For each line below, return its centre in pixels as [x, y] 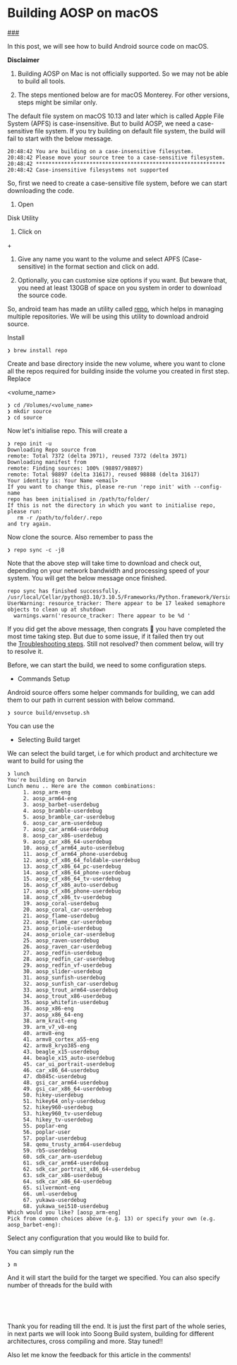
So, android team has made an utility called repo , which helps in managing [115, 309]
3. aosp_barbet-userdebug [61, 804]
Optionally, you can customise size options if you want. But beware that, [122, 280]
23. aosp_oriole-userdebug [62, 928]
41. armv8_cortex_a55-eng [61, 1039]
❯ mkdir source [30, 411]
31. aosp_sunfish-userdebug [64, 977]
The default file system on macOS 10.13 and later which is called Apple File [116, 116]
